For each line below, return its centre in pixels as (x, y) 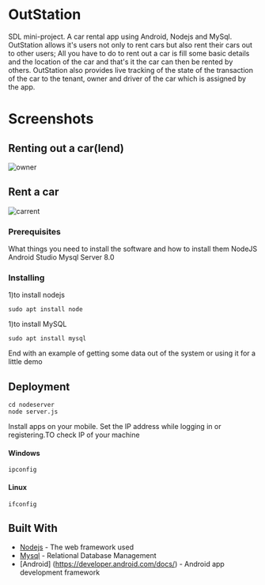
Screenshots (51, 119)
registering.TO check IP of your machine (74, 435)
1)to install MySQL (38, 324)
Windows (24, 453)
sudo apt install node (45, 310)
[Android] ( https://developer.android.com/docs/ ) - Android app (122, 564)
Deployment (39, 387)
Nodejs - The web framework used (77, 547)
